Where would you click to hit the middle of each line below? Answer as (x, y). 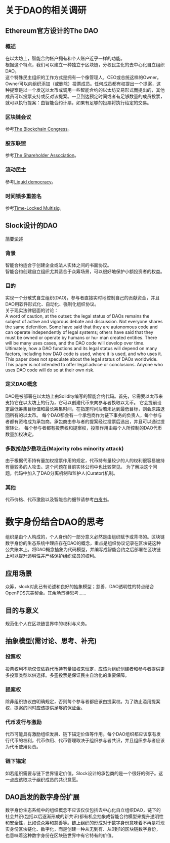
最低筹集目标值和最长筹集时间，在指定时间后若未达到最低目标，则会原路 (85, 409)
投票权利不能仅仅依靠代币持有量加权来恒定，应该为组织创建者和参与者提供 (83, 669)
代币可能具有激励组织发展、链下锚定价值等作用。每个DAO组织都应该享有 (81, 734)
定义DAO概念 (21, 384)
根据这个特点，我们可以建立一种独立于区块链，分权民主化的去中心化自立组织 (85, 64)
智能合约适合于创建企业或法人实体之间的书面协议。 (58, 265)
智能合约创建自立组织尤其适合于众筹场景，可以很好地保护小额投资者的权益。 (85, 272)
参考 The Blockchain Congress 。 (39, 129)
